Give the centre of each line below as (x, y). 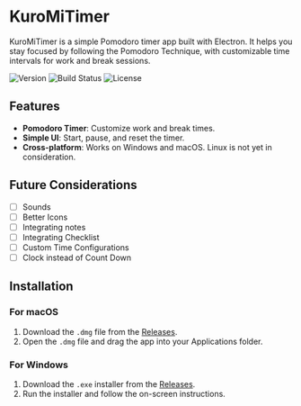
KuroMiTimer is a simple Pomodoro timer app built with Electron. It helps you (151, 41)
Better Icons (45, 217)
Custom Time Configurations (75, 247)
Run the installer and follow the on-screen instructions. (124, 393)
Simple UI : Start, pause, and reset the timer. (103, 138)
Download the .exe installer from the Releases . (109, 383)
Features (35, 107)
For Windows (39, 365)
